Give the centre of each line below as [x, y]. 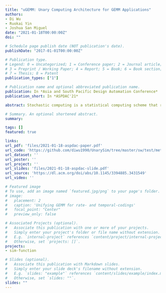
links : [12, 141]
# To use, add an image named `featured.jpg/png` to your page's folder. [83, 191]
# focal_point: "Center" [33, 210]
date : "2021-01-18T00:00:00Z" [36, 33]
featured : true [21, 132]
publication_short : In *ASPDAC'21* [42, 96]
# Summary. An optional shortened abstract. [52, 114]
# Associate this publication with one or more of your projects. [77, 228]
